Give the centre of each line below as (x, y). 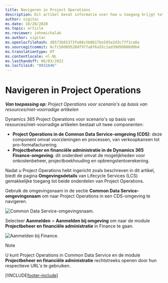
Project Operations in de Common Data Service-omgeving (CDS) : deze (87, 134)
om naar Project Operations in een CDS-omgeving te (96, 196)
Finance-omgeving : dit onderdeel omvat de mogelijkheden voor (79, 155)
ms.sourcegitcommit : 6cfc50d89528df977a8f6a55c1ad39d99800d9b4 (72, 47)
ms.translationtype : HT (30, 51)
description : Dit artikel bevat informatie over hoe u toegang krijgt (80, 14)
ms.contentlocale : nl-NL (31, 56)
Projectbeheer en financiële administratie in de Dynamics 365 (78, 150)
